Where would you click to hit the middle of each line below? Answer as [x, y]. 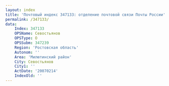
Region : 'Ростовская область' [47, 48]
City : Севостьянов [34, 62]
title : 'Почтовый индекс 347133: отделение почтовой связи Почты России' [86, 15]
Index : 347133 [29, 29]
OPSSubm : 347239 [32, 43]
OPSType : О [26, 38]
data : [11, 24]
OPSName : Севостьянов [37, 33]
